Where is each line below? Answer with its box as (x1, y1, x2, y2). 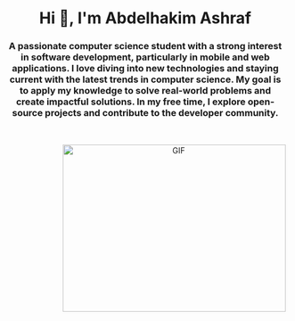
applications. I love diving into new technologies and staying (12, 62, 279, 75)
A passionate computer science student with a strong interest (8, 40, 283, 53)
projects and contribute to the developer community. (44, 107, 279, 119)
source (12, 107, 43, 119)
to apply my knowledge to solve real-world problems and (19, 85, 272, 97)
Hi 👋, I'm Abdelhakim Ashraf (38, 8, 252, 29)
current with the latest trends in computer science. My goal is (9, 73, 282, 86)
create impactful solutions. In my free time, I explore (16, 95, 247, 108)
